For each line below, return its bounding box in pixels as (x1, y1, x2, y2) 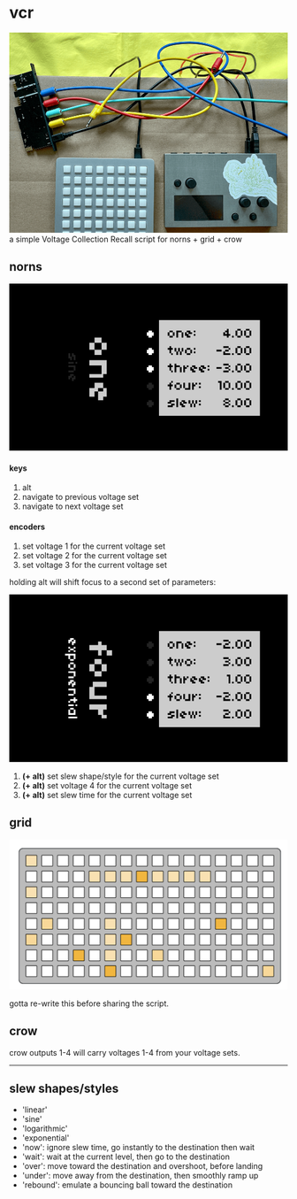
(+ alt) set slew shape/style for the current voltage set (21, 771, 219, 781)
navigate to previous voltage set (21, 492, 140, 503)
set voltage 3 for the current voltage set (21, 560, 168, 571)
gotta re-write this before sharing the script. (9, 998, 170, 1009)
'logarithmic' (21, 1123, 68, 1134)
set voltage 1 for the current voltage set (21, 541, 166, 551)
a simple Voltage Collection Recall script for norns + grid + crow (9, 234, 243, 244)
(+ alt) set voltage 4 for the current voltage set (21, 780, 193, 790)
